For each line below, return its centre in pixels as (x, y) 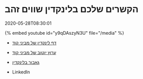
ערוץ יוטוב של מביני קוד (34, 52)
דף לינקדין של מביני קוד (34, 43)
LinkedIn (21, 72)
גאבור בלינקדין (26, 62)
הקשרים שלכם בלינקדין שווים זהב (71, 9)
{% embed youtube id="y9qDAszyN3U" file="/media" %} (64, 33)
